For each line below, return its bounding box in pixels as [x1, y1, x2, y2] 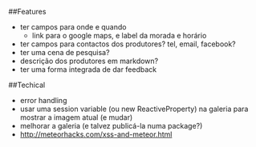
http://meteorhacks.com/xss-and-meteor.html [19, 129, 173, 139]
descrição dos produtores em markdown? [19, 56, 159, 66]
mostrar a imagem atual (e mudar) [19, 113, 133, 122]
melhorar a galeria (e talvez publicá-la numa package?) [19, 121, 203, 130]
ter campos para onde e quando [19, 22, 127, 31]
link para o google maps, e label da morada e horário [31, 31, 207, 40]
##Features [8, 7, 47, 16]
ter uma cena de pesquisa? [19, 48, 110, 57]
